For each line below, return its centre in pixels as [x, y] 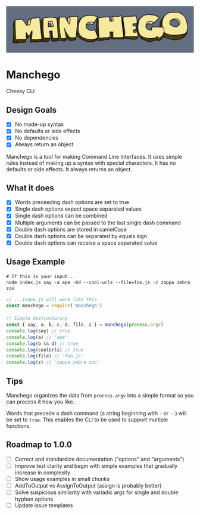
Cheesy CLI [20, 91]
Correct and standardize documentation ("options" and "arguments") [99, 459]
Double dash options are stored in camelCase [71, 229]
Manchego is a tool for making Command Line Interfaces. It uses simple [94, 156]
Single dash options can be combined [61, 216]
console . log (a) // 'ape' [37, 337]
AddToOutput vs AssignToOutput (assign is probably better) [88, 486]
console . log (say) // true [38, 331]
